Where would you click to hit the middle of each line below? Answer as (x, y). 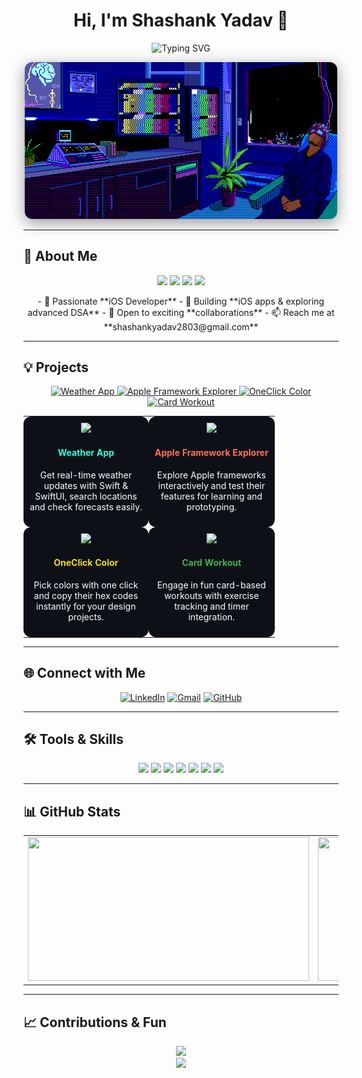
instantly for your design (86, 606)
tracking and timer (212, 606)
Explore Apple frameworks (211, 475)
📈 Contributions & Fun (95, 1022)
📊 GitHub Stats (72, 811)
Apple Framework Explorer (211, 452)
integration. (211, 616)
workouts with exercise (212, 595)
